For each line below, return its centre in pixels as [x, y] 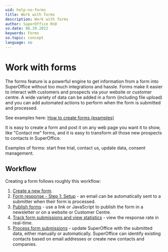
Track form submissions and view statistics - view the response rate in [86, 217]
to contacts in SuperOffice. [33, 138]
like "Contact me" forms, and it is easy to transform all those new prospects [84, 133]
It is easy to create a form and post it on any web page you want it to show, [83, 127]
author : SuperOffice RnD [31, 24]
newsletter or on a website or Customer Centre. [62, 212]
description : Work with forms [37, 19]
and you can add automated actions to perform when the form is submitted [83, 102]
